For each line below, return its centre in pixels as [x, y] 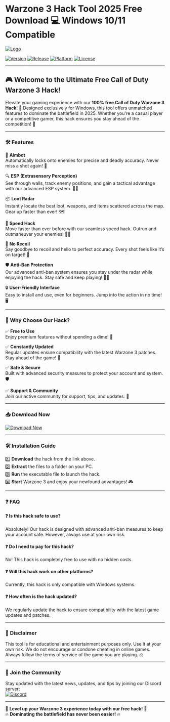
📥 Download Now [28, 414]
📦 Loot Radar [20, 199]
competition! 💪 [20, 124]
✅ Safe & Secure [23, 368]
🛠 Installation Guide [31, 446]
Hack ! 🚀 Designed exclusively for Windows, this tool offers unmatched [79, 108]
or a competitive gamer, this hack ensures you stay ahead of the [72, 118]
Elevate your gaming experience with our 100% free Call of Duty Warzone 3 [85, 102]
